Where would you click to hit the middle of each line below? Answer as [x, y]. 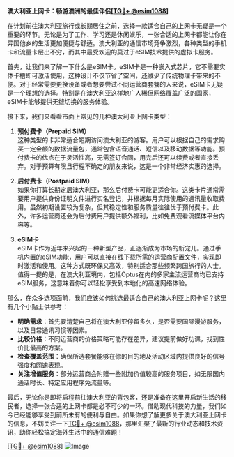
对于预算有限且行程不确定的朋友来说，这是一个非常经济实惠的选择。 [127, 166]
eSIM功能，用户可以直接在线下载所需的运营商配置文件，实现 [128, 257]
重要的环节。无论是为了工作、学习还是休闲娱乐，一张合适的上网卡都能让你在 [117, 35]
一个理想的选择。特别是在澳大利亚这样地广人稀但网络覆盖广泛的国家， [114, 93]
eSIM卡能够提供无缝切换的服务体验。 [60, 102]
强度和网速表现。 [42, 365]
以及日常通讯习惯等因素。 [54, 330]
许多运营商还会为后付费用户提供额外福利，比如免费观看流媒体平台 [124, 216]
